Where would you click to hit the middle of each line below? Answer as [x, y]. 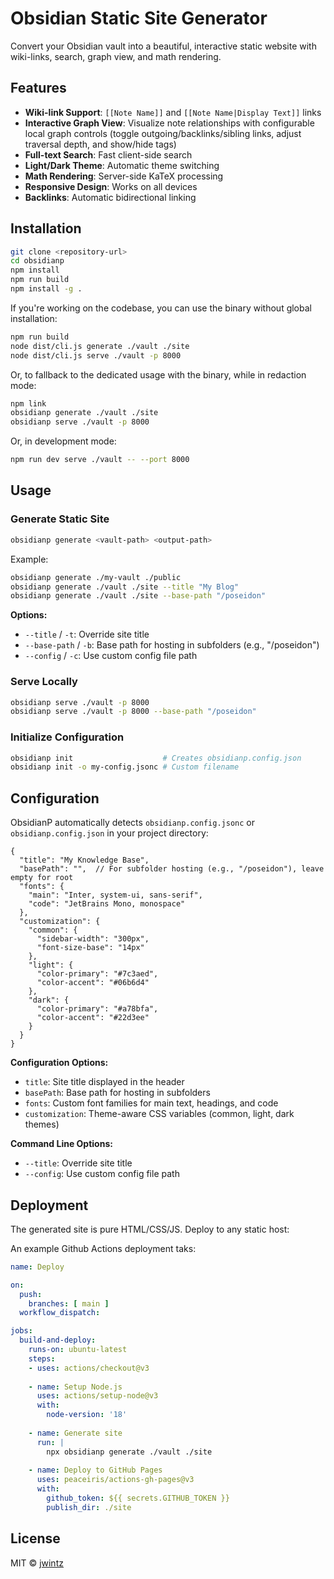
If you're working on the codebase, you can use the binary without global [161, 308]
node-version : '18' [87, 1415]
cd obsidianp [37, 261]
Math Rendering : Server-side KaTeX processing [124, 176]
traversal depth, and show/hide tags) [100, 144]
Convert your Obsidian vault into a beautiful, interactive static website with [163, 46]
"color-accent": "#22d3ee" [93, 1018]
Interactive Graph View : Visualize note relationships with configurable [169, 123]
